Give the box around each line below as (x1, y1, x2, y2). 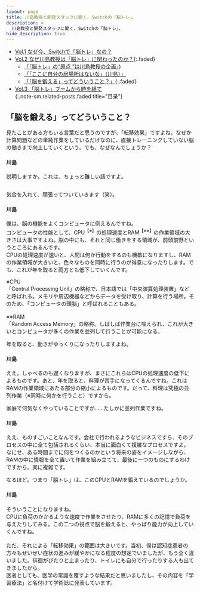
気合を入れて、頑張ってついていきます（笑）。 (6, 191, 118, 198)
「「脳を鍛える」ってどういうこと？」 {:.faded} (23, 78, 137, 85)
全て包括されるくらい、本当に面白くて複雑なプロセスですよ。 (37, 441, 189, 448)
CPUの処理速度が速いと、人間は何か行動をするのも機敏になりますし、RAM (6, 251, 191, 258)
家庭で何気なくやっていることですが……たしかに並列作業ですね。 (6, 405, 167, 412)
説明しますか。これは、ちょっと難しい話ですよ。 (6, 173, 127, 180)
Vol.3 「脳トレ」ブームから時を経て (14, 85, 103, 92)
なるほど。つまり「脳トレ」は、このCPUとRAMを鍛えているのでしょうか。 (6, 476, 191, 483)
